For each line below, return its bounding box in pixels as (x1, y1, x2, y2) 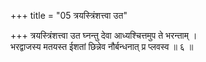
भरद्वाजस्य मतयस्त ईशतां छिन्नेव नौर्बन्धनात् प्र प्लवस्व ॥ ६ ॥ (10, 41, 194, 52)
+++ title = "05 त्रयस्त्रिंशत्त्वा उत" (10, 10, 128, 21)
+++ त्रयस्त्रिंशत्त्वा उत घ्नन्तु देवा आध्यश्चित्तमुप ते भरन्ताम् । (10, 30, 198, 41)
